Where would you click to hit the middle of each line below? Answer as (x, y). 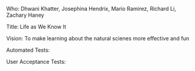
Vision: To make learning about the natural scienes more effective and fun (98, 38)
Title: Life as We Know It (36, 27)
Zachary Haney (25, 15)
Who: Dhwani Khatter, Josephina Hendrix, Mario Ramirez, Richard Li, (91, 9)
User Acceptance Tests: (36, 62)
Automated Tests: (28, 50)
